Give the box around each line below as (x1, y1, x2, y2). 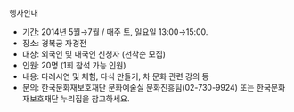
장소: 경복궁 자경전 (21, 38, 87, 48)
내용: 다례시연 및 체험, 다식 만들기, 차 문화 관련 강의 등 (21, 71, 209, 82)
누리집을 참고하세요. (61, 93, 131, 104)
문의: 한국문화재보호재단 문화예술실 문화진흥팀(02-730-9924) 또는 (21, 83, 255, 92)
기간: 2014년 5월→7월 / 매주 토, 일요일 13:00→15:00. (21, 27, 208, 37)
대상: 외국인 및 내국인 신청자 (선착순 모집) (21, 49, 167, 60)
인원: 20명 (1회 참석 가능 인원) (21, 60, 127, 70)
